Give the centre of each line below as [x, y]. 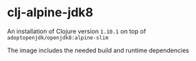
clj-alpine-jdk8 [50, 13]
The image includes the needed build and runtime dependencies [98, 50]
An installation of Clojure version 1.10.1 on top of [76, 31]
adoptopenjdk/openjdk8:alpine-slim [58, 38]
